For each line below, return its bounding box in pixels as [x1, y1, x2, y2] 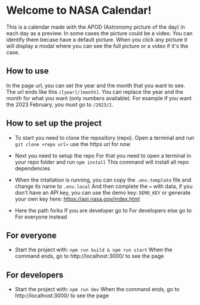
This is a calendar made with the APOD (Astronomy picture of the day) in [6, 23, 185, 30]
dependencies [14, 165, 51, 172]
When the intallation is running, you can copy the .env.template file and [14, 176, 192, 183]
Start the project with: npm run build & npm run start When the [14, 246, 173, 254]
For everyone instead [14, 213, 67, 220]
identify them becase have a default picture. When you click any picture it [6, 36, 187, 43]
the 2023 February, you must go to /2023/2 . [6, 101, 113, 108]
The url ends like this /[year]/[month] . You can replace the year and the [6, 88, 183, 95]
